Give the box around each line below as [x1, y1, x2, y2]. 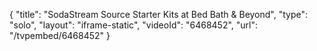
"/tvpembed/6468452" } [9, 30, 111, 41]
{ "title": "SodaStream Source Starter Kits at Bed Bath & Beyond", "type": [9, 9, 309, 20]
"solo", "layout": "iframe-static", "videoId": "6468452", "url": [9, 19, 259, 31]
